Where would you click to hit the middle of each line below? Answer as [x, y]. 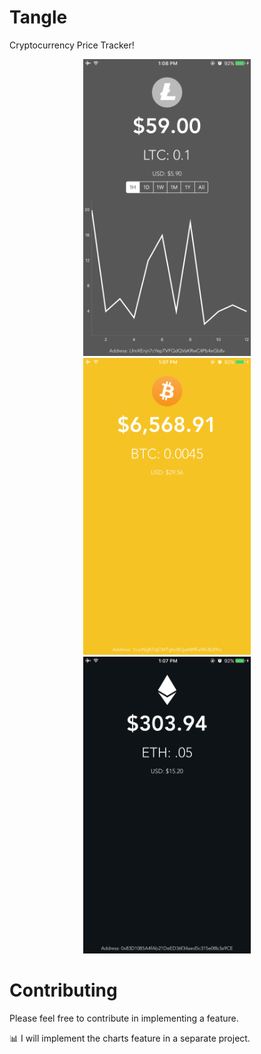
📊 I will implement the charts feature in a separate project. [130, 1038]
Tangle [38, 17]
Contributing [63, 990]
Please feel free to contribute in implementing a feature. [124, 1018]
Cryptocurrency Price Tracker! [72, 45]
